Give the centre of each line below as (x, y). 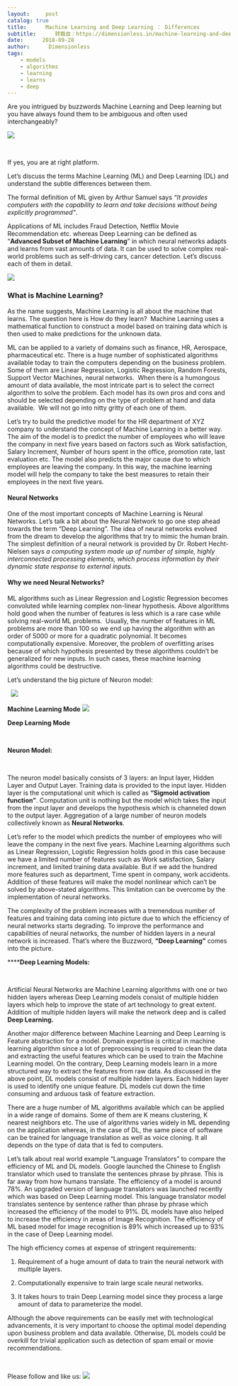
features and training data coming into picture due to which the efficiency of (118, 918)
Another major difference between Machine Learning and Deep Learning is (117, 1033)
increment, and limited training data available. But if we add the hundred (112, 866)
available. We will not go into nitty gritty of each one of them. (97, 408)
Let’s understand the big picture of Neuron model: (80, 680)
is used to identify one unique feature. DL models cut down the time (106, 1086)
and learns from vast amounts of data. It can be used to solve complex (110, 249)
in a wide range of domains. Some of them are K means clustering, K (108, 1114)
